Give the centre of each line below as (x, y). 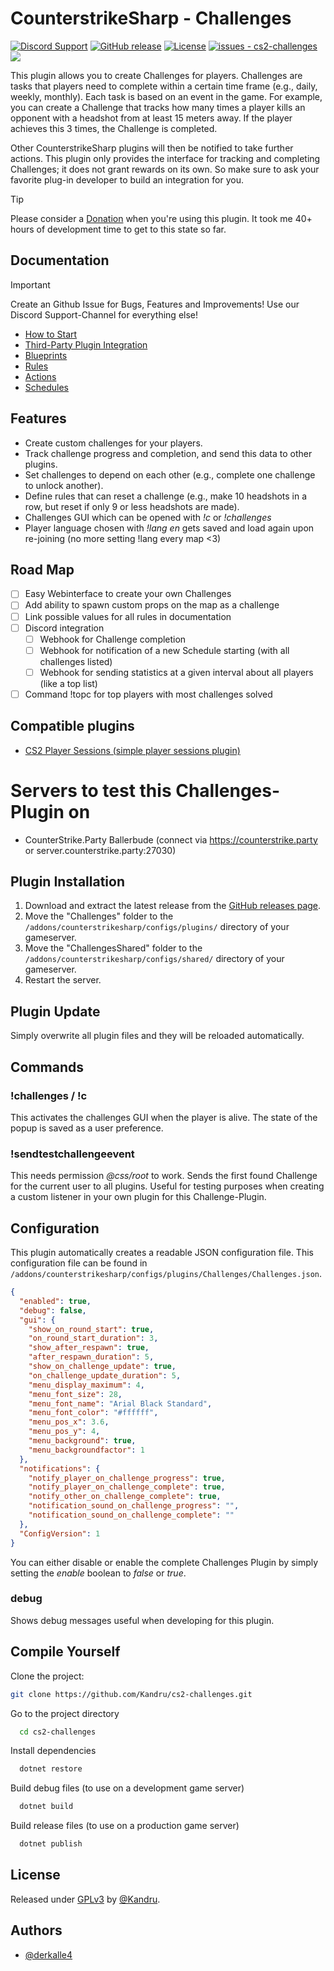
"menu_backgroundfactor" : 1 (86, 1450)
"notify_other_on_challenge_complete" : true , (125, 1497)
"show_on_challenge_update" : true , (102, 1367)
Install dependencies (53, 1751)
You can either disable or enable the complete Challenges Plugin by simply (164, 1562)
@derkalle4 (48, 1954)
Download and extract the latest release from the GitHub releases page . (173, 906)
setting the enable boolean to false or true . (98, 1573)
